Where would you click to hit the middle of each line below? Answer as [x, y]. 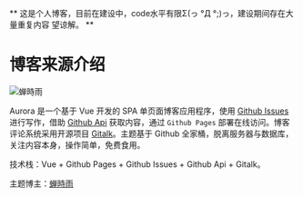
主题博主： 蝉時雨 [41, 183]
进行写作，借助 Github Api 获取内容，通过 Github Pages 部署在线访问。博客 [150, 122]
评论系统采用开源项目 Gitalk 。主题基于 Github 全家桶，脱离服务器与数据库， [151, 133]
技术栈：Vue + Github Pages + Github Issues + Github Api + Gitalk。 [137, 164]
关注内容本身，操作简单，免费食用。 [77, 144]
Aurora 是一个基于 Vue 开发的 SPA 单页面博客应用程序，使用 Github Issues [149, 111]
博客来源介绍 [58, 65]
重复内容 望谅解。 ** [55, 25]
